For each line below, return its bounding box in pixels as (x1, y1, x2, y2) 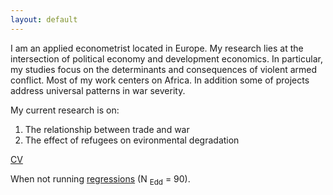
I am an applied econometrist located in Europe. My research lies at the (10, 42, 304, 54)
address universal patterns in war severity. (10, 84, 186, 96)
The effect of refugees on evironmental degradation (24, 134, 240, 146)
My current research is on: (10, 104, 120, 116)
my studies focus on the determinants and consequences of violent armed (10, 63, 318, 75)
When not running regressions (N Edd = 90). (10, 172, 191, 187)
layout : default (10, 14, 78, 25)
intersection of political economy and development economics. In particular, (10, 52, 323, 65)
